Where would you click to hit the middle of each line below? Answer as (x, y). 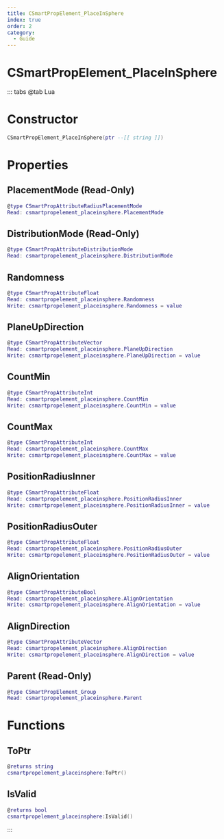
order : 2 (20, 26)
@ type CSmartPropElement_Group (52, 692)
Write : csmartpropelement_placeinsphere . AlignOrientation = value (104, 605)
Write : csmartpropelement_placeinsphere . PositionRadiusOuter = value (109, 555)
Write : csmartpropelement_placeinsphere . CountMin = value (91, 405)
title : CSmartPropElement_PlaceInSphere (66, 13)
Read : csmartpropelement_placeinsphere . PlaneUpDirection (90, 349)
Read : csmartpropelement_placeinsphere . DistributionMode (90, 256)
